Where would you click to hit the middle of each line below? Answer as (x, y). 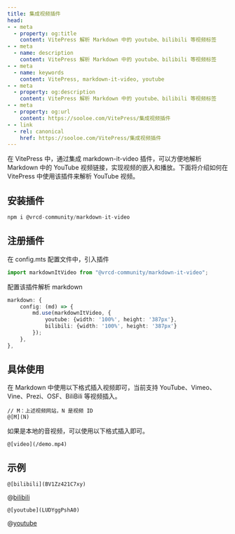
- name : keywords (39, 72)
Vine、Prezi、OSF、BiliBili (45, 396)
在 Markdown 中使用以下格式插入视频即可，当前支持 (83, 388)
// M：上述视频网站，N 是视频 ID (50, 411)
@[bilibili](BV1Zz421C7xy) (47, 484)
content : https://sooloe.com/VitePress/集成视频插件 (95, 118)
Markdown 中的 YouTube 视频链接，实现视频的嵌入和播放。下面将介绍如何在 (118, 168)
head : (15, 20)
